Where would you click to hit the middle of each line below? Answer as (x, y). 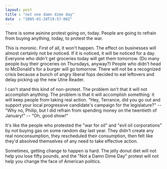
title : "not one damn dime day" (40, 14)
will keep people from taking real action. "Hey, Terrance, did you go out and (83, 100)
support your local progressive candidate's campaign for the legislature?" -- (83, 105)
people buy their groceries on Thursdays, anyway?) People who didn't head (83, 64)
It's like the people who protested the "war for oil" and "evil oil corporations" (83, 125)
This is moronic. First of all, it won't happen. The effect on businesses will (81, 48)
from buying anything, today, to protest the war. (54, 38)
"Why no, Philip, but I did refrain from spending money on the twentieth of (81, 110)
